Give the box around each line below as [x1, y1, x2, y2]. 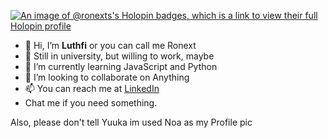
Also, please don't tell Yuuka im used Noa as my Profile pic [10, 116, 253, 128]
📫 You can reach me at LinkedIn [24, 83, 160, 94]
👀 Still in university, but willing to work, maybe [24, 50, 215, 62]
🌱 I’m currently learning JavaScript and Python [24, 61, 218, 72]
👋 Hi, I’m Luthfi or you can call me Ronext [24, 40, 197, 51]
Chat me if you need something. [24, 97, 158, 109]
